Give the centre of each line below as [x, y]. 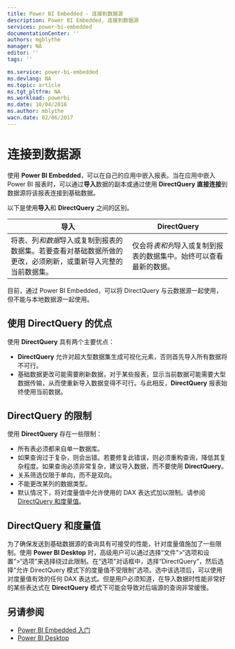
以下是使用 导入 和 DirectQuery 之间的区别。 [70, 207]
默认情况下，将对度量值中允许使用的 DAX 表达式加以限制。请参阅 [111, 493]
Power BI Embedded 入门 [54, 630]
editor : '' [23, 53]
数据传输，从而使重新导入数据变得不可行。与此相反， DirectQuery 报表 [119, 383]
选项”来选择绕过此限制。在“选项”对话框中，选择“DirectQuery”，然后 [120, 561]
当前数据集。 [32, 272]
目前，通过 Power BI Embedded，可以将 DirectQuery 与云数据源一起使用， [115, 290]
